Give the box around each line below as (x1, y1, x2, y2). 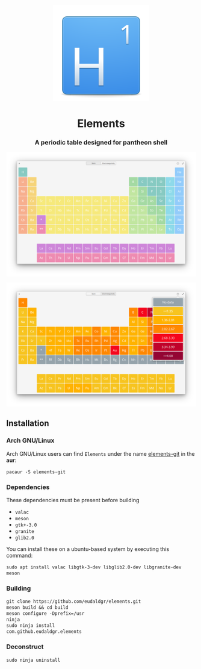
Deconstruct (6, 643, 44, 651)
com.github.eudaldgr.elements (6, 629, 82, 635)
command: (6, 552, 33, 559)
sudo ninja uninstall (6, 657, 61, 663)
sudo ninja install (6, 623, 55, 629)
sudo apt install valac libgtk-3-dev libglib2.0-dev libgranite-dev (6, 564, 182, 570)
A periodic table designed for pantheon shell (34, 138, 168, 147)
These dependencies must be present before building (6, 497, 140, 503)
